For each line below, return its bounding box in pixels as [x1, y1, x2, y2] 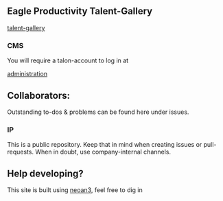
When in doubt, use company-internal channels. [35, 147, 172, 156]
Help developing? [7, 167, 84, 179]
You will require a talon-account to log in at [7, 56, 129, 64]
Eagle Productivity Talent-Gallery [7, 5, 153, 17]
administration [7, 70, 48, 78]
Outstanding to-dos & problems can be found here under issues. [7, 108, 189, 116]
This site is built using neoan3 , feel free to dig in [7, 186, 143, 194]
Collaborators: [7, 89, 71, 102]
